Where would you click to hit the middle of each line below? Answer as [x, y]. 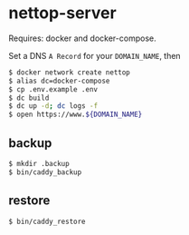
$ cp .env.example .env [53, 89]
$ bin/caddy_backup [45, 172]
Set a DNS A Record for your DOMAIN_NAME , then [95, 55]
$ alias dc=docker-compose [59, 81]
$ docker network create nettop [69, 72]
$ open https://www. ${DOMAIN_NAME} [76, 115]
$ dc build [29, 98]
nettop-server [62, 13]
